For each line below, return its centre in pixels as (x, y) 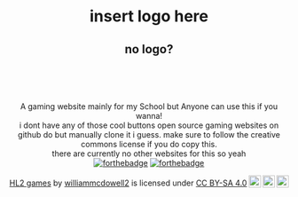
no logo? (149, 49)
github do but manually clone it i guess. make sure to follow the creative (149, 134)
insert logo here (149, 16)
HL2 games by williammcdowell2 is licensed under (102, 183)
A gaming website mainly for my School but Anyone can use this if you (149, 106)
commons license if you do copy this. (149, 144)
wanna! (149, 116)
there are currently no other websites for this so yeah (149, 154)
